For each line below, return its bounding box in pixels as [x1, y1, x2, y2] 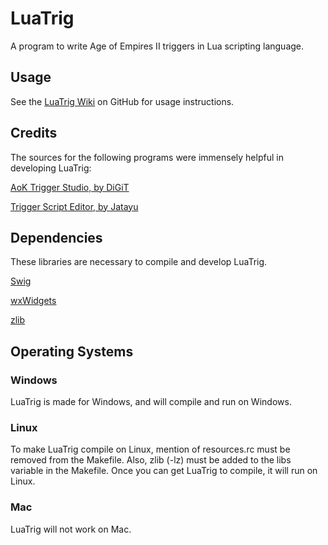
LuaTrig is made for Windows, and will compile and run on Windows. [10, 396, 292, 408]
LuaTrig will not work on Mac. [10, 523, 132, 535]
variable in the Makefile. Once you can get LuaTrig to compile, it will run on [10, 465, 318, 477]
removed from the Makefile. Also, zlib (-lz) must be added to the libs [10, 454, 292, 466]
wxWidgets [10, 295, 57, 307]
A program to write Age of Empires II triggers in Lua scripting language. [10, 40, 305, 52]
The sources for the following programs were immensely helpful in [10, 151, 284, 163]
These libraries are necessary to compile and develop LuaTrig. [10, 256, 268, 268]
